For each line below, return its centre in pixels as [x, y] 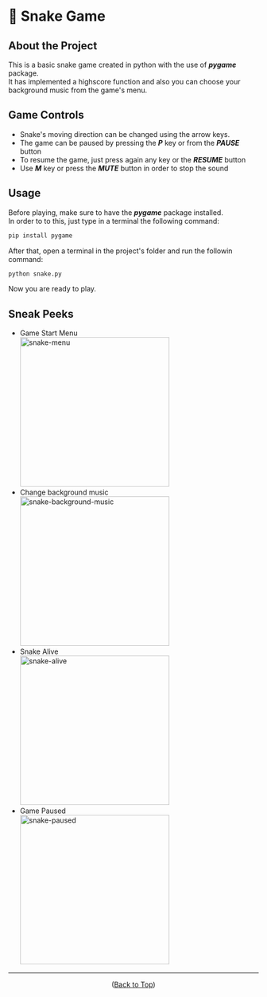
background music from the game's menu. [78, 90]
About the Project [53, 46]
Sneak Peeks [41, 314]
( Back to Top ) [133, 985]
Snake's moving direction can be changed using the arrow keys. [125, 134]
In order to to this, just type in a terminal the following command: [114, 221]
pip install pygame [41, 235]
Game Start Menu [48, 333]
